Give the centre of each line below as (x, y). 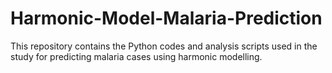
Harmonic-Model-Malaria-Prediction (166, 18)
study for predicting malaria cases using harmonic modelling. (136, 56)
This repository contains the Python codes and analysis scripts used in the (164, 46)
